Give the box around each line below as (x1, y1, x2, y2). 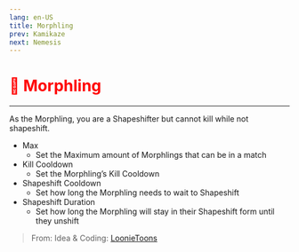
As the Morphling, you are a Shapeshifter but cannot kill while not (9, 114, 249, 124)
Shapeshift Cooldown (21, 178, 101, 189)
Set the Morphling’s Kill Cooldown (35, 169, 160, 179)
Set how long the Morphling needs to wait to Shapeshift (35, 187, 240, 198)
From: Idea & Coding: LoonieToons (30, 232, 158, 244)
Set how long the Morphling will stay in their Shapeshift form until (35, 206, 275, 217)
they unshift (35, 216, 80, 226)
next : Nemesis (9, 37, 62, 47)
